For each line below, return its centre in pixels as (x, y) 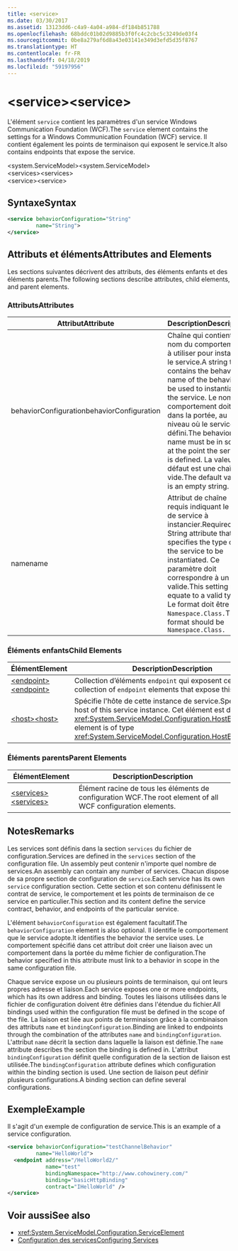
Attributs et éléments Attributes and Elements (110, 255)
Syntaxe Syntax (42, 203)
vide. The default (194, 478)
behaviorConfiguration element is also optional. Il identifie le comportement (118, 930)
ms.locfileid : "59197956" (45, 67)
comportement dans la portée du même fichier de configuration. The (107, 953)
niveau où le (188, 425)
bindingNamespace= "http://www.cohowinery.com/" (117, 1173)
